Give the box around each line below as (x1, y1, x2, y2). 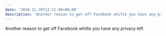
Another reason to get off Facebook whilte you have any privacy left (5, 25, 144, 31)
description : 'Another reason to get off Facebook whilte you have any (5, 12, 156, 17)
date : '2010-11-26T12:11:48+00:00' (5, 7, 79, 12)
